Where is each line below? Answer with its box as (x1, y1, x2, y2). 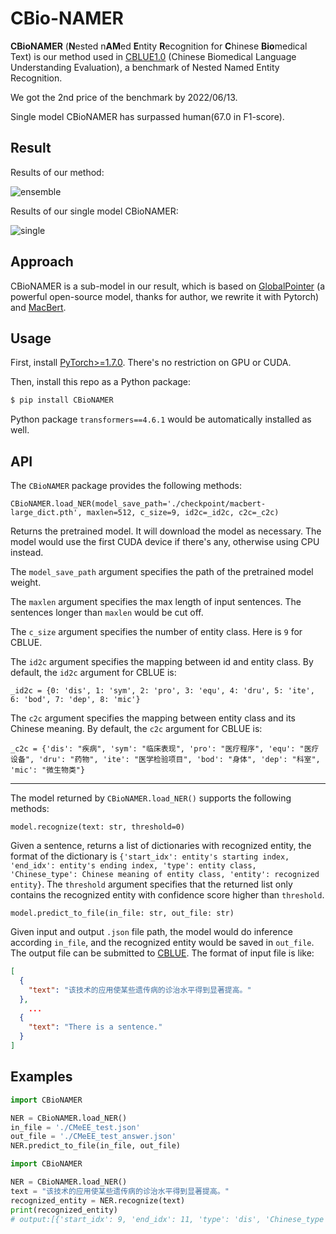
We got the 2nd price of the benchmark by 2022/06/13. (10, 91, 238, 103)
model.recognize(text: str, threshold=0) (10, 822, 186, 832)
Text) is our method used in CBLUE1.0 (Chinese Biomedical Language (10, 50, 297, 62)
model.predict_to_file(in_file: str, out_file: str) (10, 908, 235, 919)
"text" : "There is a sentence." (28, 1022, 163, 1032)
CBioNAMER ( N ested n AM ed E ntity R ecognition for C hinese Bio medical (10, 40, 308, 52)
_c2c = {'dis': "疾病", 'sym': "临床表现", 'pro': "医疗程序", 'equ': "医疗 (10, 744, 320, 754)
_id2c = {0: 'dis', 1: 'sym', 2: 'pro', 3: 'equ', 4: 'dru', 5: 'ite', (10, 686, 315, 696)
